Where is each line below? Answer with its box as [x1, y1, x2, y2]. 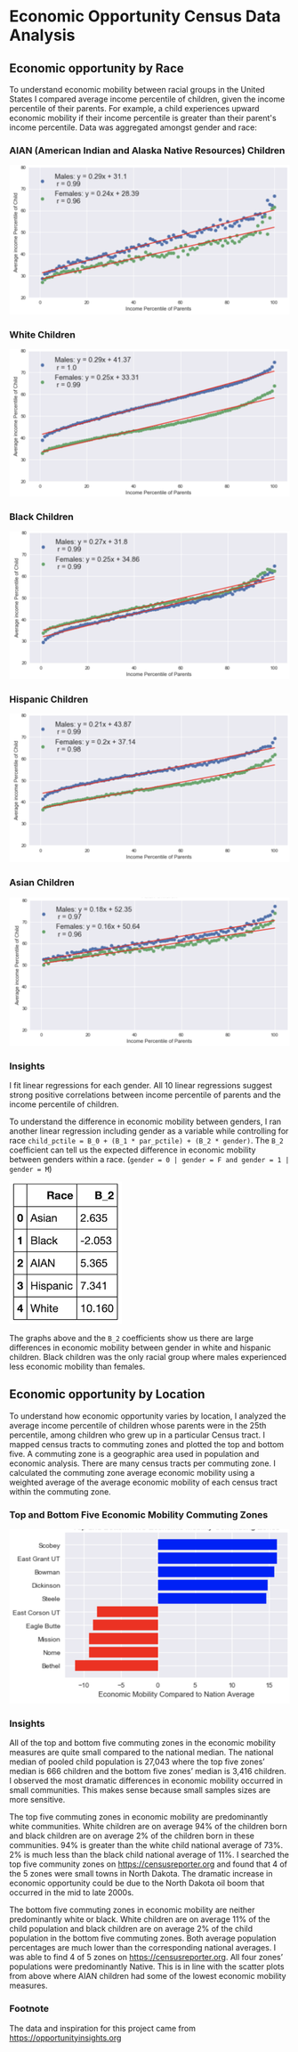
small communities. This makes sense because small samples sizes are [9, 1785, 271, 1795]
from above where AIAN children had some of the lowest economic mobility [9, 1971, 286, 1982]
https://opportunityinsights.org [9, 2032, 122, 2043]
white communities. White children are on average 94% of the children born [9, 1821, 287, 1832]
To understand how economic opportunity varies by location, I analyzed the [9, 1410, 286, 1421]
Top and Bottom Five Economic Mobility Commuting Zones [9, 1508, 269, 1520]
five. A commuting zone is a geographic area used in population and [9, 1448, 260, 1459]
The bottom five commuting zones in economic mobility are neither [9, 1904, 255, 1916]
